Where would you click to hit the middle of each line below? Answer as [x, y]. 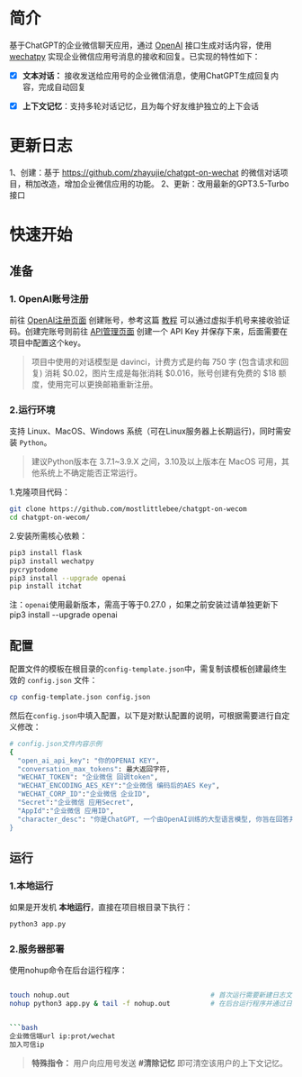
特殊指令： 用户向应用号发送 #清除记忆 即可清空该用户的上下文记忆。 [159, 1063]
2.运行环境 [32, 409]
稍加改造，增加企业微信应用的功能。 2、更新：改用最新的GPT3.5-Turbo [157, 184]
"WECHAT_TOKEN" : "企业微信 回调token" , [88, 777]
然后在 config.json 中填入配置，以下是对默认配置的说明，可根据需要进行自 [146, 715]
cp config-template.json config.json [80, 698]
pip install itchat [46, 587]
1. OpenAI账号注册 [49, 298]
